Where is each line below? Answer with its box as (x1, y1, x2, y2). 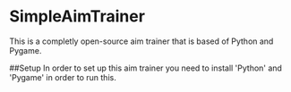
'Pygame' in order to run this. (9, 71, 116, 82)
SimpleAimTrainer (9, 6, 146, 27)
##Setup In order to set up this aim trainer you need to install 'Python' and (9, 63, 282, 73)
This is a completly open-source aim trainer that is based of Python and (9, 36, 274, 46)
